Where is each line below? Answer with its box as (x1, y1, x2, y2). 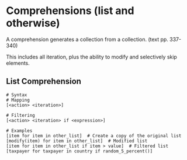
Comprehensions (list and (6, 4, 134, 18)
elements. (6, 60, 30, 67)
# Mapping (6, 97, 30, 103)
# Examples (6, 127, 33, 134)
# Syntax (6, 92, 27, 98)
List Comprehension (6, 76, 82, 86)
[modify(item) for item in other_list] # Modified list (6, 138, 148, 144)
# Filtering (6, 112, 35, 118)
